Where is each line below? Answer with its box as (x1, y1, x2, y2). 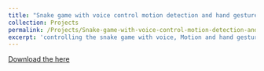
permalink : (8, 26, 44, 34)
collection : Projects (8, 19, 79, 27)
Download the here (8, 55, 70, 64)
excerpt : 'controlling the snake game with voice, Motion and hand (8, 33, 234, 41)
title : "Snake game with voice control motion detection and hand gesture (8, 11, 258, 20)
